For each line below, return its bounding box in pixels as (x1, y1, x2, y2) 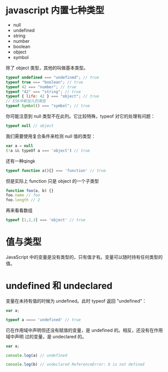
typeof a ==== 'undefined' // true (6, 317, 81, 322)
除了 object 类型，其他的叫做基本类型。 (6, 65, 88, 71)
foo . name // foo (6, 193, 40, 198)
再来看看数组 (6, 207, 32, 214)
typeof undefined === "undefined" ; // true (6, 75, 99, 80)
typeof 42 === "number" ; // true (6, 84, 77, 90)
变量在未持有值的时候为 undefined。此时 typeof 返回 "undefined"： (6, 298, 147, 304)
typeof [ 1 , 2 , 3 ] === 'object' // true (6, 217, 86, 223)
